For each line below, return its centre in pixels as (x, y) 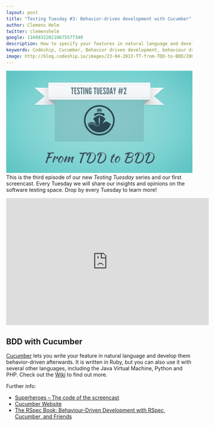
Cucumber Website (38, 404)
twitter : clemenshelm (33, 31)
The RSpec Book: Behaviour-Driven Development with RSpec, (90, 410)
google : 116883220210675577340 (45, 38)
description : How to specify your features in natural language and (92, 44)
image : (14, 56)
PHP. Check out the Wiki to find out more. (57, 375)
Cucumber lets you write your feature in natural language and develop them (98, 356)
